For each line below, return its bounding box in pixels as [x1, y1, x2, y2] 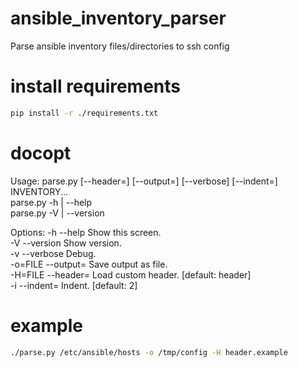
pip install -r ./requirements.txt [10, 108, 159, 118]
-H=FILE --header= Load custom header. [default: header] [10, 268, 252, 281]
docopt [10, 142, 72, 164]
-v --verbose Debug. [10, 247, 97, 259]
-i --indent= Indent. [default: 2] [10, 279, 138, 291]
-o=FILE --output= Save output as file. [10, 258, 168, 270]
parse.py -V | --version [10, 207, 105, 219]
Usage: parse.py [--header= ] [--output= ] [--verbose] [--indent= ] [10, 175, 278, 187]
